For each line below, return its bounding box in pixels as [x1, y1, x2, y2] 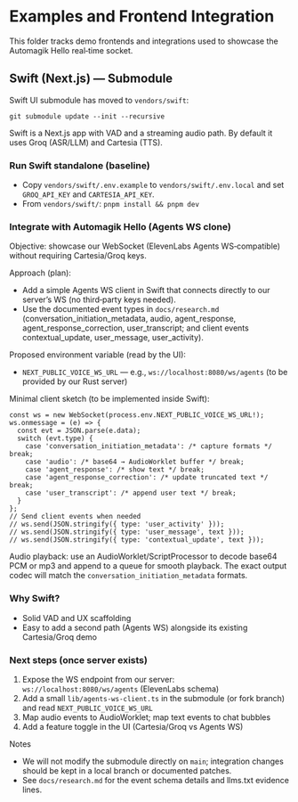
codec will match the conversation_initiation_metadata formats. [9, 570, 248, 581]
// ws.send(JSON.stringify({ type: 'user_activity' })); [9, 520, 225, 529]
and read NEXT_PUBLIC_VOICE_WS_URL [21, 702, 153, 713]
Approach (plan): [9, 267, 71, 278]
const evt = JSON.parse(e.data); [17, 426, 141, 436]
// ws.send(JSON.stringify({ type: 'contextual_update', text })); [9, 536, 265, 544]
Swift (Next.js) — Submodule [9, 71, 173, 86]
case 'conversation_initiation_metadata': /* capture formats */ [25, 442, 273, 451]
